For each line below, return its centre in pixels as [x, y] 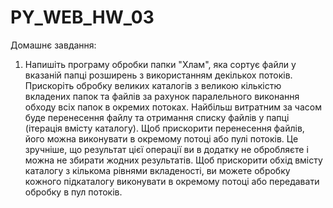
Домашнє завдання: [53, 45]
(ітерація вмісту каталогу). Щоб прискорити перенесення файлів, [164, 128]
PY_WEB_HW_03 [82, 17]
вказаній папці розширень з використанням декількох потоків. [158, 75]
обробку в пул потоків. [73, 192]
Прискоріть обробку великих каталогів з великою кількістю [153, 85]
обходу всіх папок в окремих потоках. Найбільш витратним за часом [173, 107]
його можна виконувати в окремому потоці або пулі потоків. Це [161, 138]
